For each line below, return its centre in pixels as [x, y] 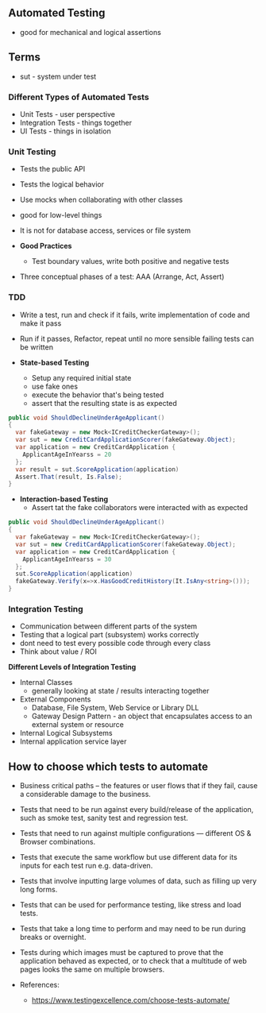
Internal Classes [46, 682]
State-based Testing [54, 362]
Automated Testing [57, 13]
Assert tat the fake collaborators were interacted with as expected [140, 508]
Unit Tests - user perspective [67, 114]
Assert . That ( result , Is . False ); [69, 477]
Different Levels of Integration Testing [72, 667]
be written [37, 347]
